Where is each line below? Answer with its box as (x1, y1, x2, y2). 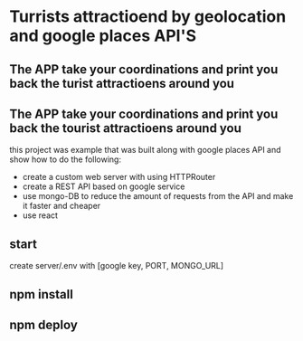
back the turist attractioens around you (9, 75, 235, 91)
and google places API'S (9, 25, 197, 46)
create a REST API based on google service (22, 181, 185, 192)
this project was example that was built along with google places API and (9, 145, 282, 156)
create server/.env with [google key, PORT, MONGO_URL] (9, 260, 224, 271)
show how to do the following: (9, 154, 122, 165)
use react (22, 210, 59, 221)
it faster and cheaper (22, 201, 101, 212)
